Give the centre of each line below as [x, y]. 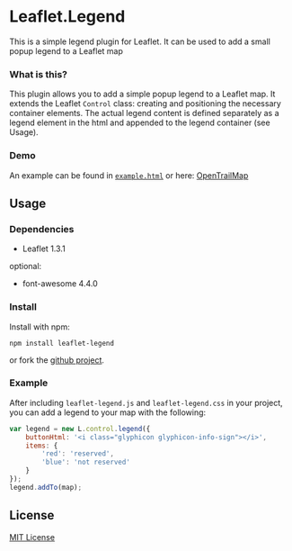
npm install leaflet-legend [62, 343]
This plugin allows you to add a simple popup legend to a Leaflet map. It [142, 94]
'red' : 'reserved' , [78, 454]
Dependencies [42, 229]
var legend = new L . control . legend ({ [80, 429]
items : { [42, 446]
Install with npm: [40, 327]
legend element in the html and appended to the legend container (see [140, 122]
